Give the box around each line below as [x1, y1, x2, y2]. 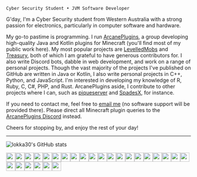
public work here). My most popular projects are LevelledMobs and [6, 46, 168, 53]
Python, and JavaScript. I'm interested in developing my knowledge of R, [6, 77, 182, 84]
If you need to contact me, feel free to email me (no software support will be [6, 100, 191, 107]
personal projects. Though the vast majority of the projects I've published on [6, 64, 191, 71]
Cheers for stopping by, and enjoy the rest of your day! [6, 124, 139, 131]
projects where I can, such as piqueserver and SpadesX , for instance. [6, 89, 175, 96]
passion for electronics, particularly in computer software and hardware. [6, 22, 181, 29]
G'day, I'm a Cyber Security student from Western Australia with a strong [6, 16, 182, 23]
